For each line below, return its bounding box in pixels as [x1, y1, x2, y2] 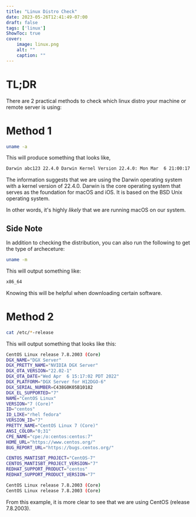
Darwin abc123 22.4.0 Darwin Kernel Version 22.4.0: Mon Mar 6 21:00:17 [6, 165, 191, 171]
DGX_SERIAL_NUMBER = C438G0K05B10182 [6, 384, 93, 390]
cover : [6, 36, 22, 42]
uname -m [6, 257, 28, 263]
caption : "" [16, 52, 46, 58]
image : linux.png [16, 42, 59, 48]
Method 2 [6, 310, 54, 323]
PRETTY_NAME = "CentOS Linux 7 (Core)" [6, 423, 99, 429]
